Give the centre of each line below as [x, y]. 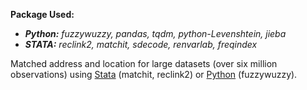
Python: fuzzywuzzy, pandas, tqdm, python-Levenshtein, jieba [155, 33]
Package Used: [42, 14]
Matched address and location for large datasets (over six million [144, 63]
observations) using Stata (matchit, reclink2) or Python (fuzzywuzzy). [154, 74]
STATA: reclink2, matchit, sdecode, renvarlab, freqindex [141, 44]
